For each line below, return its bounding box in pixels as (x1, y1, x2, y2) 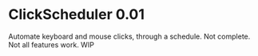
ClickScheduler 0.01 (8, 6, 145, 24)
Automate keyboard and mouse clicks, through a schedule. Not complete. (8, 32, 251, 41)
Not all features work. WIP (8, 39, 94, 49)
